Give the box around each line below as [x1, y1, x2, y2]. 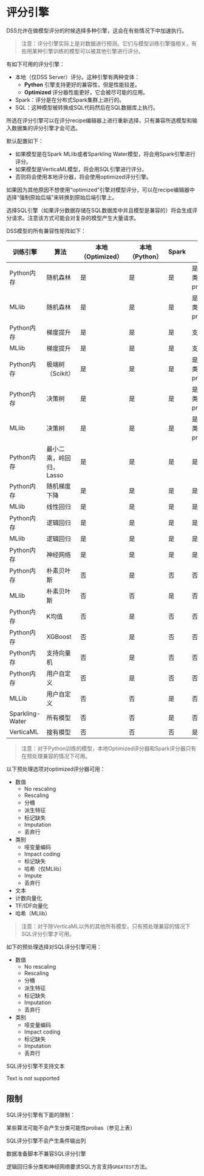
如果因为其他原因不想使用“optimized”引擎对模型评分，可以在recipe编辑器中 [6, 186, 195, 193]
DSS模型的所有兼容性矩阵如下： [6, 227, 87, 235]
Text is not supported [6, 1074, 59, 1082]
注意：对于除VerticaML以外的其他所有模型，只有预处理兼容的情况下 [21, 923, 191, 930]
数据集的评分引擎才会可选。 [11, 124, 81, 132]
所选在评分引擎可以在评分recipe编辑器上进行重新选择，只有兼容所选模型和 [6, 116, 192, 124]
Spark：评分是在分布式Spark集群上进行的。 [15, 96, 125, 104]
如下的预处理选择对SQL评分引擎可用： [6, 943, 102, 951]
